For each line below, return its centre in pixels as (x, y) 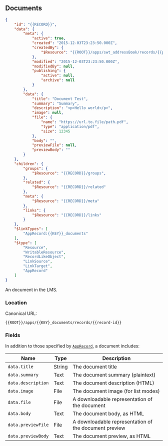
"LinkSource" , (38, 261)
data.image (20, 391)
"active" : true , (49, 38)
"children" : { (29, 164)
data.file (19, 402)
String (60, 367)
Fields (13, 335)
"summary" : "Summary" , (55, 103)
